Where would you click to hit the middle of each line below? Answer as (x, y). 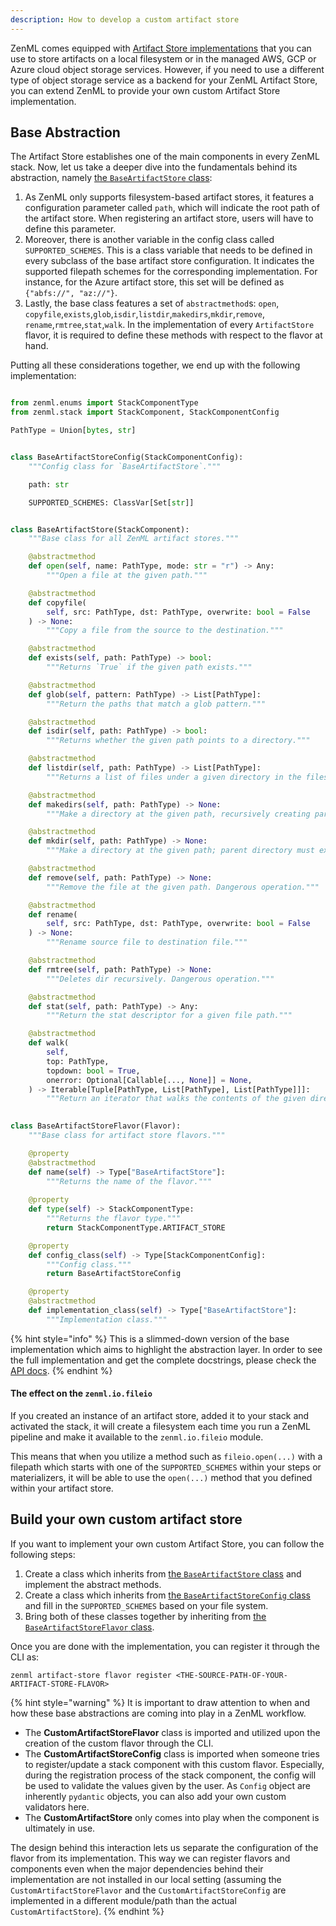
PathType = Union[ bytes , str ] (73, 431)
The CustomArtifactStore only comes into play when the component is (172, 1817)
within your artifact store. (62, 1488)
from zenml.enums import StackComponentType (104, 403)
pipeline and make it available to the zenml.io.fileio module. (137, 1437)
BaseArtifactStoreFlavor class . (89, 1627)
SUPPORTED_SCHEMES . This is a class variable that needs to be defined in (168, 250)
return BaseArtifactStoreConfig (114, 1274)
